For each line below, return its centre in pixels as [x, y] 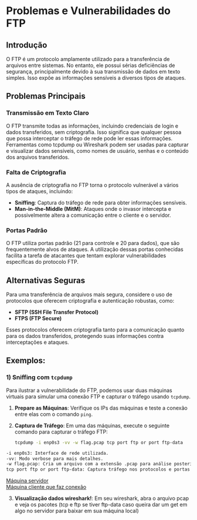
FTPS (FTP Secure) [38, 318]
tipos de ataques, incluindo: [40, 191]
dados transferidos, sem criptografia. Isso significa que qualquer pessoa [94, 132]
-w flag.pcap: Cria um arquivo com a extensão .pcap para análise [89, 464]
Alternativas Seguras [46, 280]
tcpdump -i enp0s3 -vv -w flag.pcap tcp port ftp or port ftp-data [99, 442]
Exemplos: [26, 360]
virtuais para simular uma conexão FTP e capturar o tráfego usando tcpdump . [98, 396]
